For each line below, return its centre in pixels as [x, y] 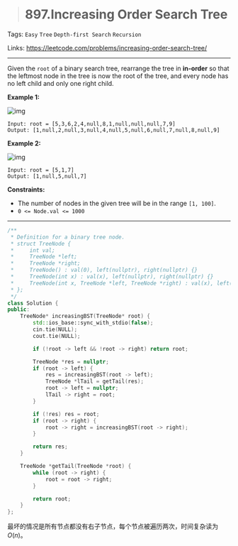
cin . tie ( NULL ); [55, 329]
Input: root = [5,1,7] [41, 170]
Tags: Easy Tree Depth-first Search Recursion [74, 34]
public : [19, 310]
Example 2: [24, 143]
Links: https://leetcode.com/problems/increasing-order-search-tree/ [107, 48]
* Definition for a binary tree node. [68, 237]
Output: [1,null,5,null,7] [47, 176]
